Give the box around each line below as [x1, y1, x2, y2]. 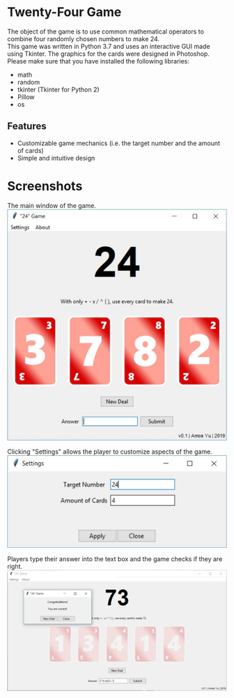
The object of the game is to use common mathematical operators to [7, 27, 204, 36]
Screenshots [7, 178, 83, 194]
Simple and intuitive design [17, 154, 95, 162]
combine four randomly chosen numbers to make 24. [7, 34, 160, 43]
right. [7, 563, 23, 571]
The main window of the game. [7, 201, 96, 209]
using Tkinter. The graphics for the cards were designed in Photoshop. [7, 50, 210, 58]
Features [7, 120, 47, 133]
